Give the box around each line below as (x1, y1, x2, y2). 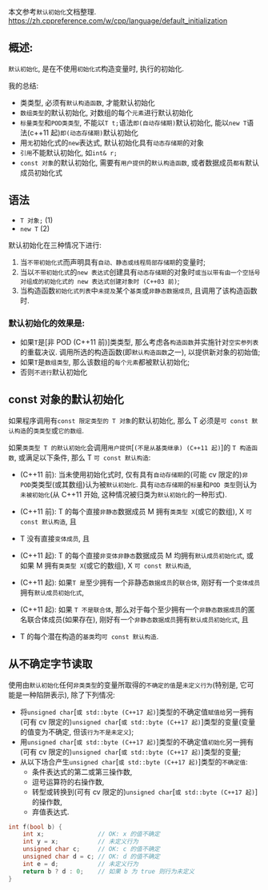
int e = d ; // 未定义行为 (22, 860, 138, 868)
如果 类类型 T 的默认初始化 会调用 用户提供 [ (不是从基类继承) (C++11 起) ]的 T (8, 442, 237, 452)
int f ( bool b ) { (8, 823, 62, 831)
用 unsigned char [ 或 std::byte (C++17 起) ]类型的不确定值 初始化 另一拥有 (19, 736, 254, 746)
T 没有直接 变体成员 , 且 (19, 533, 90, 543)
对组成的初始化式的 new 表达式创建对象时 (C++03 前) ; (19, 276, 180, 285)
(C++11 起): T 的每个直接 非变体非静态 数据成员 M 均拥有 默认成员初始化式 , (19, 550, 246, 560)
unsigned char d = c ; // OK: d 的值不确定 (22, 852, 160, 861)
